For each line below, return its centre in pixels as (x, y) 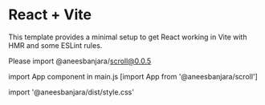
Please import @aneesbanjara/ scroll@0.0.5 (80, 61)
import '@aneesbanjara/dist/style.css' (71, 92)
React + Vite (50, 15)
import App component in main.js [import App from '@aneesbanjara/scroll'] (133, 76)
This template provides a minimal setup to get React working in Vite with (128, 37)
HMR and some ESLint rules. (55, 45)
